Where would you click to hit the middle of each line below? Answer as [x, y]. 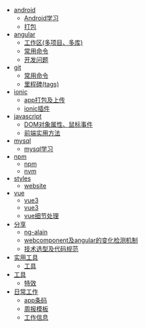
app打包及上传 [44, 100]
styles [22, 178]
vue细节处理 [41, 216]
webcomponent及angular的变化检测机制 [81, 240]
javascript [27, 116]
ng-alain [36, 232]
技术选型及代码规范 [51, 249]
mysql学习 [38, 149]
